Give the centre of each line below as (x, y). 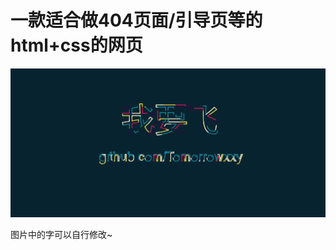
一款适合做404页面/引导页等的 (136, 20)
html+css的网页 (76, 45)
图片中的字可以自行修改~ (61, 234)
